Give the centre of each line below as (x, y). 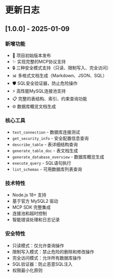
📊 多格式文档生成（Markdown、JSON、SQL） (59, 75)
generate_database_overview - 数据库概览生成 (58, 157)
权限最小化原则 (27, 270)
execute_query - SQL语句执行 (42, 163)
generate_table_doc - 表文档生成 (45, 151)
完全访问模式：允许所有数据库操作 (47, 258)
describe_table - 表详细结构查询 (45, 144)
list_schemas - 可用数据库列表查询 (47, 169)
